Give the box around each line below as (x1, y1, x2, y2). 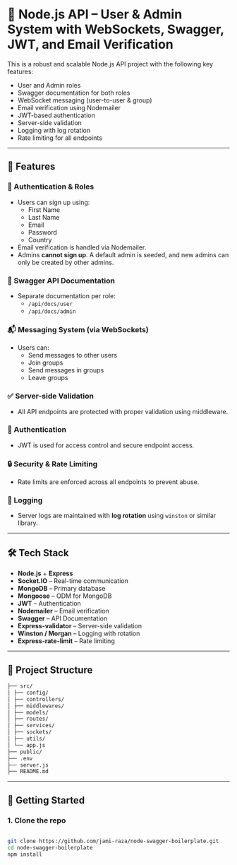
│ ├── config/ (7, 689, 49, 696)
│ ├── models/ (7, 709, 49, 716)
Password (28, 228, 58, 236)
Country (28, 235, 52, 244)
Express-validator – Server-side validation (17, 622, 142, 630)
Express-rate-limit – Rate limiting (17, 637, 115, 645)
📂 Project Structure (7, 664, 93, 676)
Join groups (28, 358, 63, 367)
